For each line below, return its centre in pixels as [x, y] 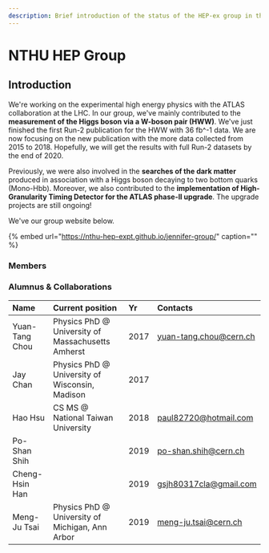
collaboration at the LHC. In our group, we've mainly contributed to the [125, 112]
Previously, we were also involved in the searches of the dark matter [122, 171]
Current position [85, 307]
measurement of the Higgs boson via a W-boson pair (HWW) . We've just [131, 121]
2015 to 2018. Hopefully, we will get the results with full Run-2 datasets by [130, 147]
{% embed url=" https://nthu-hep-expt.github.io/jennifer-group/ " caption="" [133, 236]
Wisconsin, [74, 384]
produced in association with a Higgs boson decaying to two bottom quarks [133, 179]
